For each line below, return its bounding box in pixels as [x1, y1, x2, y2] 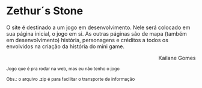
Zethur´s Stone [6, 4, 83, 18]
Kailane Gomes [158, 54, 196, 61]
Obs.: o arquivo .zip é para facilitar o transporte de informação [6, 76, 135, 82]
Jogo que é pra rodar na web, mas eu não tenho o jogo [6, 65, 120, 72]
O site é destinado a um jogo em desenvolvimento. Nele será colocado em [6, 24, 191, 31]
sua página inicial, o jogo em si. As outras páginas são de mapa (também [6, 30, 188, 37]
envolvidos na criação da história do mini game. [6, 43, 125, 50]
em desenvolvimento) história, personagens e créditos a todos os [6, 36, 168, 43]
